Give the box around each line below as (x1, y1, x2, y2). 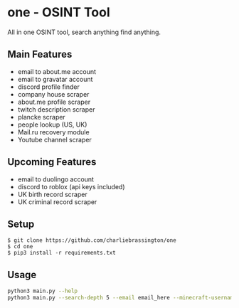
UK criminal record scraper (17, 197, 97, 206)
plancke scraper (17, 112, 65, 121)
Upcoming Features (7, 156, 97, 168)
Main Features (7, 48, 73, 60)
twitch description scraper (17, 105, 95, 114)
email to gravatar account (17, 75, 93, 83)
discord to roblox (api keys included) (17, 182, 125, 191)
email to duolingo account (17, 175, 95, 184)
